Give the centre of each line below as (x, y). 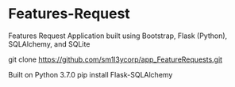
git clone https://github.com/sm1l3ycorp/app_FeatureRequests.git (116, 59)
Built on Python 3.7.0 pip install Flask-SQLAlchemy (91, 74)
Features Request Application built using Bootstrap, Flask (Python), (118, 36)
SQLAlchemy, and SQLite (49, 43)
